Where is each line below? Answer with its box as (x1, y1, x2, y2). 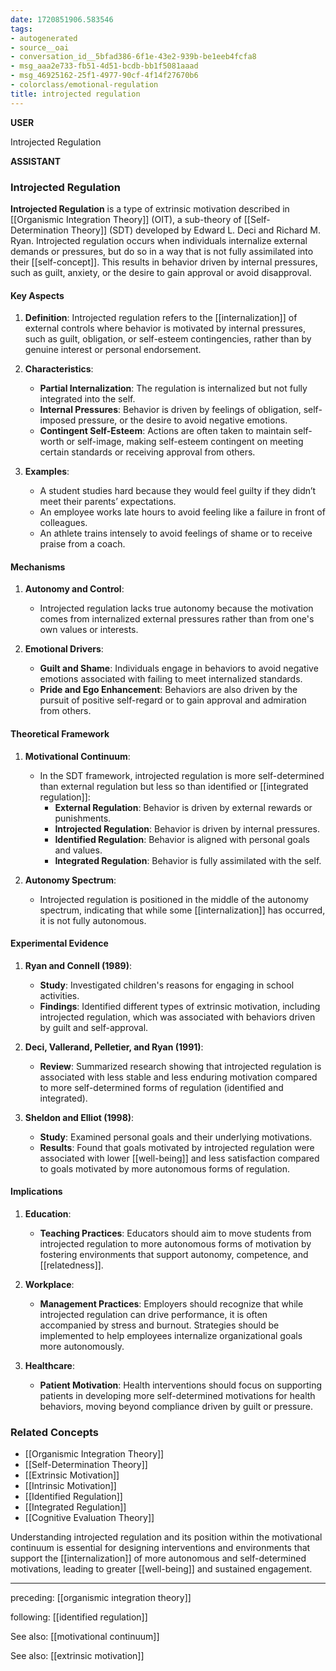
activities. (39, 989, 80, 1001)
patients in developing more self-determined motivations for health (39, 1389, 316, 1401)
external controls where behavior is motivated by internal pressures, (24, 322, 306, 335)
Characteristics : (24, 363, 94, 375)
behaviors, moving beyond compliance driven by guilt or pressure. (39, 1400, 313, 1412)
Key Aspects (10, 289, 65, 301)
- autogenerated (10, 33, 78, 43)
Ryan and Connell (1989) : (24, 959, 132, 971)
